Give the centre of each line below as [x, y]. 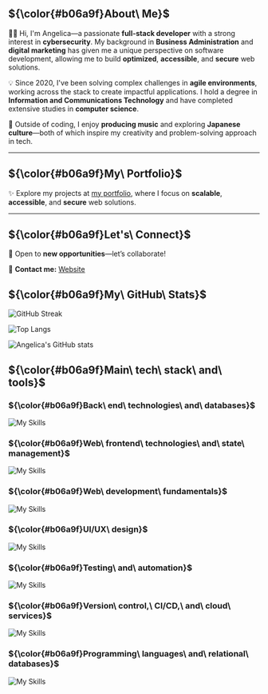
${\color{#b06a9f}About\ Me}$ [89, 14]
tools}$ [27, 383]
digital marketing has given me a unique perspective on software [116, 50]
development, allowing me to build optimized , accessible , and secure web [132, 58]
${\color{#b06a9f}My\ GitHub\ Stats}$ [108, 295]
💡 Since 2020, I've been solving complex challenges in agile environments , [133, 82]
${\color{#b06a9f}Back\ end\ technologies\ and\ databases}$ [132, 405]
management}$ [39, 453]
